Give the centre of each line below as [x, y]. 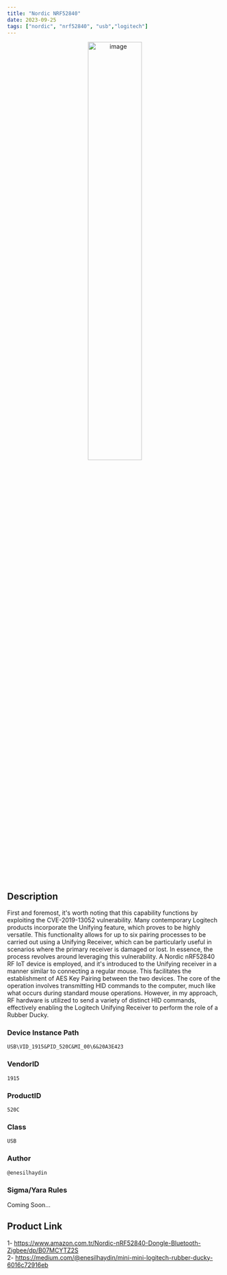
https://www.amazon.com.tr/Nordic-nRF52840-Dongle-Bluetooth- [107, 1243]
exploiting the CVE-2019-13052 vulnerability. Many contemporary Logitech [112, 920]
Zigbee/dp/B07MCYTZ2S [43, 1250]
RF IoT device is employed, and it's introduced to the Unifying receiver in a [112, 964]
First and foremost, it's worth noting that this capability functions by [103, 913]
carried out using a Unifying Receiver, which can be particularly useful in [109, 942]
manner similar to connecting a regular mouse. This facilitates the [99, 971]
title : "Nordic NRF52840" [44, 13]
